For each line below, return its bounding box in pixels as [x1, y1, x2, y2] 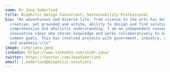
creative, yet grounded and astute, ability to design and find [10, 21, 148, 27]
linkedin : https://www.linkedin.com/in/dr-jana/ [5, 50, 110, 55]
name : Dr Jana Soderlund [5, 7, 58, 13]
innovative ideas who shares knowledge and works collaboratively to [10, 31, 159, 36]
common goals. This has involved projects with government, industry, [10, 36, 162, 41]
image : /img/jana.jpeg [5, 45, 53, 50]
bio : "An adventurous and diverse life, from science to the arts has [5, 17, 157, 22]
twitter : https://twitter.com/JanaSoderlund [5, 54, 101, 60]
